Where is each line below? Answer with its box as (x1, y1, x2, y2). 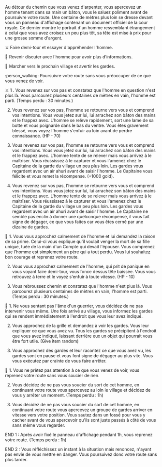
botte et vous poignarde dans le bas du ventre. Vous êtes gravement (12, 122, 149, 128)
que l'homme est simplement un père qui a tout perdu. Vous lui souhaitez (5, 249, 151, 255)
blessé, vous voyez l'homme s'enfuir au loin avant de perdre (12, 128, 132, 133)
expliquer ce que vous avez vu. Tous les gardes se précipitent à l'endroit (12, 328, 157, 333)
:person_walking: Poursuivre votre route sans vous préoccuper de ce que (5, 73, 151, 78)
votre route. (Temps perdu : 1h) (5, 437, 67, 443)
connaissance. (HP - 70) (12, 133, 61, 138)
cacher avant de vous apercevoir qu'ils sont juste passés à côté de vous (12, 417, 156, 423)
